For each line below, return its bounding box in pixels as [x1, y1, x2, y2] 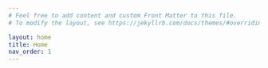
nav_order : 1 [8, 48, 52, 56]
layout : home [8, 33, 52, 41]
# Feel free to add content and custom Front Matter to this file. [8, 11, 238, 20]
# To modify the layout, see [8, 19, 105, 27]
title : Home [8, 40, 48, 48]
